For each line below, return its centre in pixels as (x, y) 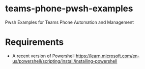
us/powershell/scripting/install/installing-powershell (65, 61)
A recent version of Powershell (43, 56)
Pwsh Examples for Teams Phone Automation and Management (70, 22)
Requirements (34, 42)
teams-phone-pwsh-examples (69, 9)
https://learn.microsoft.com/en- (108, 56)
